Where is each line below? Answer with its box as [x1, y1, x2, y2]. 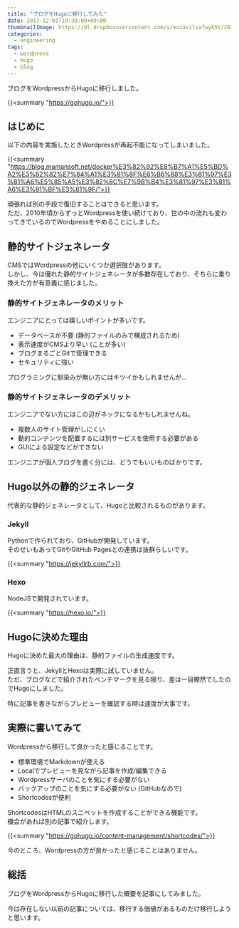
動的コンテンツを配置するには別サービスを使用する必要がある [17, 434, 199, 442]
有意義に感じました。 [38, 278, 101, 287]
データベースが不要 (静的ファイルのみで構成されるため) [17, 330, 180, 339]
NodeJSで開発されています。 [7, 594, 92, 603]
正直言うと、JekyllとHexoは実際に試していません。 [7, 667, 158, 675]
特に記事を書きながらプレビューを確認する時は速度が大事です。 [7, 699, 194, 708]
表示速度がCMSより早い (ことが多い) [17, 340, 126, 348]
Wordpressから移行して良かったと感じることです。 [7, 742, 157, 751]
